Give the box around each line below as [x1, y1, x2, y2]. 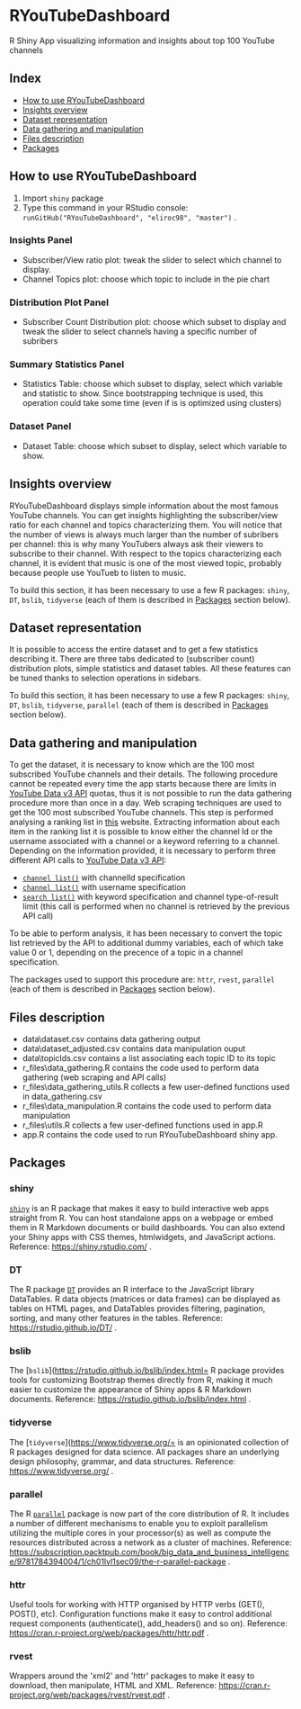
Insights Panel [9, 234, 74, 247]
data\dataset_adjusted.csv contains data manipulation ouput [22, 1043, 246, 1054]
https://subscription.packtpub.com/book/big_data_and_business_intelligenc [9, 1546, 290, 1557]
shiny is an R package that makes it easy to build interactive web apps [9, 1202, 270, 1213]
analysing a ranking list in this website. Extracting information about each [9, 816, 280, 828]
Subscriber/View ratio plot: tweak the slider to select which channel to [22, 254, 282, 265]
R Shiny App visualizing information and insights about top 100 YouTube [9, 35, 276, 46]
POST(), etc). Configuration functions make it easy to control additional [9, 1608, 272, 1620]
